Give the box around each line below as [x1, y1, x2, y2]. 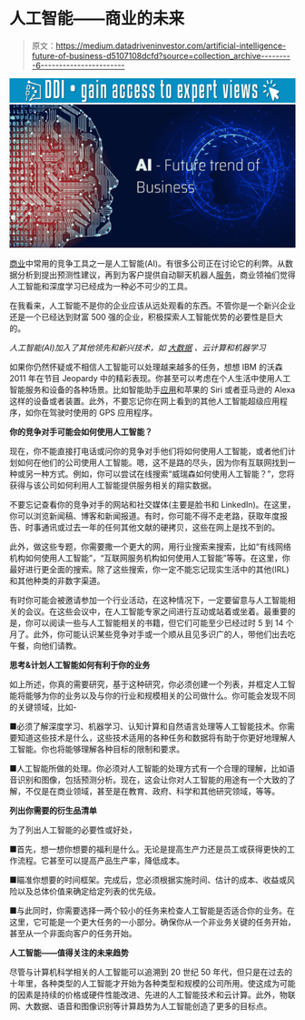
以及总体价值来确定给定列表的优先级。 [16, 886, 161, 897]
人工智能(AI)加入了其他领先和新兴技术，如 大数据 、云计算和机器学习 [9, 342, 266, 353]
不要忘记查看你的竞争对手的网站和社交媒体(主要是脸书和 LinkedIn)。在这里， [9, 500, 296, 510]
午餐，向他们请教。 [9, 641, 82, 651]
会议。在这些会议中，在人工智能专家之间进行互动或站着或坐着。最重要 [25, 606, 288, 617]
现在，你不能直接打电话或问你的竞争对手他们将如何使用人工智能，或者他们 [9, 446, 288, 457]
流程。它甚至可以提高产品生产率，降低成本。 [16, 855, 184, 866]
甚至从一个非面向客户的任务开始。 [9, 928, 137, 939]
